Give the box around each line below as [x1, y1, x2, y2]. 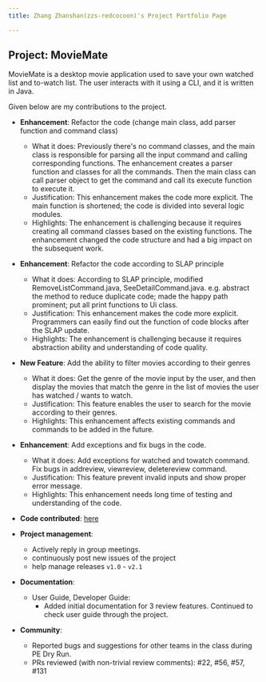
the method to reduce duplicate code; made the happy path [31, 291, 228, 301]
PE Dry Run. [31, 649, 72, 659]
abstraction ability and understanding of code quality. [31, 343, 208, 352]
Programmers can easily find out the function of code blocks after [31, 317, 249, 327]
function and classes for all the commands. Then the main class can [31, 167, 256, 177]
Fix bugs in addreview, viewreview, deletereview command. [31, 464, 228, 474]
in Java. [8, 86, 34, 96]
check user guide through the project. [43, 610, 169, 620]
